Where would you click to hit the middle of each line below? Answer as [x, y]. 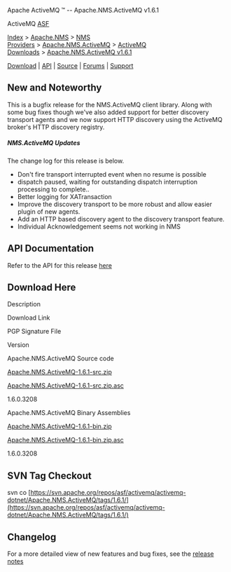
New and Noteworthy [55, 88]
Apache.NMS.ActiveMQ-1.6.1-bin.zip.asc [65, 440]
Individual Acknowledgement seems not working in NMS [99, 226]
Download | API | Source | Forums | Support [70, 66]
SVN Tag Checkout [50, 476]
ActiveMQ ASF [28, 23]
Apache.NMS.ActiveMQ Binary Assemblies [69, 413]
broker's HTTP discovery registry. [56, 127]
